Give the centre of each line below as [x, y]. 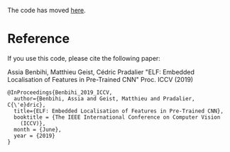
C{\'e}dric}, [27, 105]
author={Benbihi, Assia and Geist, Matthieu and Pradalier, [104, 98]
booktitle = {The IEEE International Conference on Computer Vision [117, 117]
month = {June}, [38, 129]
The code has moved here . [47, 10]
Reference [38, 39]
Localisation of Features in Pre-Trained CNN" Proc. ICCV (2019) [100, 79]
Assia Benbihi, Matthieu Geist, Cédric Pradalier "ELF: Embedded [101, 72]
